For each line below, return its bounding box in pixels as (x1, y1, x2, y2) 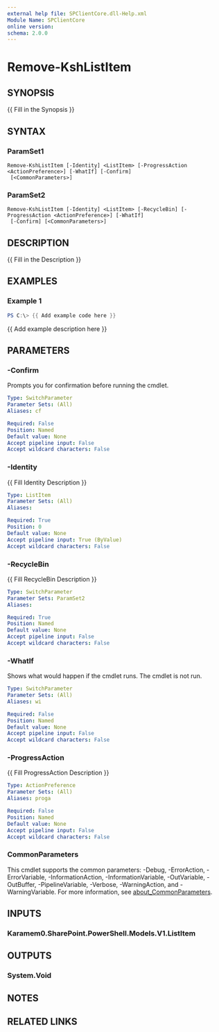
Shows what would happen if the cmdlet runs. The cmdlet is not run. (7, 672, 202, 680)
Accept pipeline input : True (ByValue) (7, 536, 123, 543)
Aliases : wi (7, 698, 42, 705)
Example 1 (7, 296, 42, 306)
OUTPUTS (7, 950, 52, 962)
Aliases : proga (7, 795, 51, 802)
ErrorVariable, (7, 872, 47, 881)
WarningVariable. (7, 888, 57, 896)
